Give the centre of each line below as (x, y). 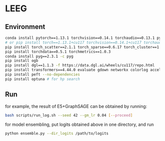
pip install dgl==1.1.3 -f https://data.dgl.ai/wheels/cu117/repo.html (80, 65)
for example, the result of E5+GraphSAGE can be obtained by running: (76, 106)
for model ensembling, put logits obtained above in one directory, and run (80, 125)
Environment (25, 27)
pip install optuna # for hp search (42, 79)
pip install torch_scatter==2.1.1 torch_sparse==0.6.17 (63, 47)
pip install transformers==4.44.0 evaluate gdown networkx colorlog (77, 70)
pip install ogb (22, 61)
